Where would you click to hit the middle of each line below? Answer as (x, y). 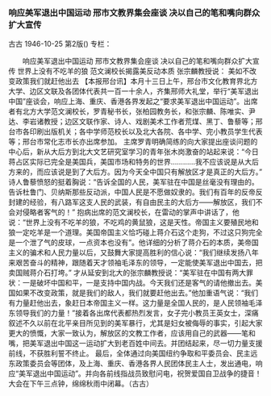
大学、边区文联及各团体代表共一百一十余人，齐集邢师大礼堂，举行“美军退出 (134, 91)
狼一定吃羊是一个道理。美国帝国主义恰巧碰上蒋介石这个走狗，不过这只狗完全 (135, 232)
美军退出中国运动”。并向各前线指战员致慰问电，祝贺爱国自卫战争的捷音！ (140, 373)
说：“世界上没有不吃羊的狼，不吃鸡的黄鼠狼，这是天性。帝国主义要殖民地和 (134, 223)
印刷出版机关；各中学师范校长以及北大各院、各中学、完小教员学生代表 (146, 131)
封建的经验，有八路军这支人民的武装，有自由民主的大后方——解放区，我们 (132, 202)
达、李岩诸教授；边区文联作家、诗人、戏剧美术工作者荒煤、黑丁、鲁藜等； (132, 122)
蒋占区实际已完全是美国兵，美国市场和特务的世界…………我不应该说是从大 (130, 162)
